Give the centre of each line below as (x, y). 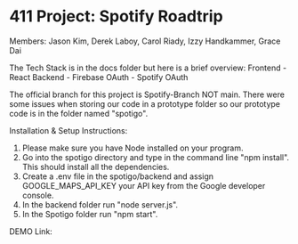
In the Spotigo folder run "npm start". (90, 214)
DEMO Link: (31, 231)
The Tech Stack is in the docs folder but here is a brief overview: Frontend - (148, 68)
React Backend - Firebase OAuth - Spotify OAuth (99, 77)
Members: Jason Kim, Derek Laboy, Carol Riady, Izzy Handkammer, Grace (145, 41)
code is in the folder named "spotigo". (79, 113)
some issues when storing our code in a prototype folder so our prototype (145, 103)
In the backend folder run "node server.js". (100, 204)
